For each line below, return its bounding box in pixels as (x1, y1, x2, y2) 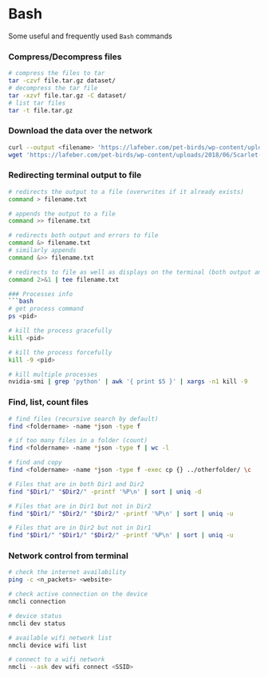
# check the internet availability (8, 568, 127, 576)
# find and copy (8, 458, 62, 467)
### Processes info (8, 290, 73, 298)
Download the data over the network (8, 125, 153, 137)
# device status (8, 612, 62, 620)
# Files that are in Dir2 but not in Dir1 (8, 524, 152, 532)
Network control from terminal (8, 550, 129, 561)
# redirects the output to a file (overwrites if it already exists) (8, 188, 245, 196)
